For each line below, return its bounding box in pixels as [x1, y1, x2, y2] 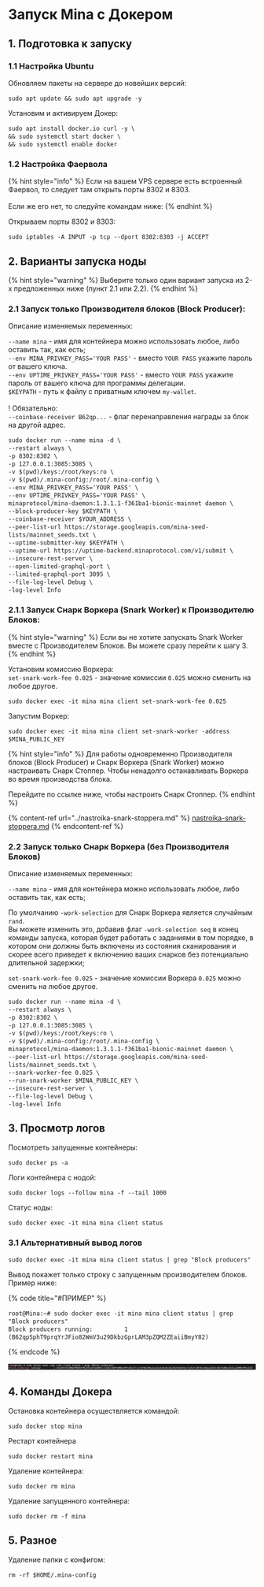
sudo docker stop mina [8, 1422, 82, 1430]
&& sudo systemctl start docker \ [8, 132, 122, 140]
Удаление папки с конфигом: [8, 1555, 106, 1564]
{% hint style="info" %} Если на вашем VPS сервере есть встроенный [8, 177, 242, 186]
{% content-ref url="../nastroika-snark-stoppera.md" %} [8, 813, 191, 823]
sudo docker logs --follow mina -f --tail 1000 [8, 1188, 167, 1197]
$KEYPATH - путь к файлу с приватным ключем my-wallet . [8, 387, 196, 396]
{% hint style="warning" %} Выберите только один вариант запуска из [8, 275, 244, 284]
